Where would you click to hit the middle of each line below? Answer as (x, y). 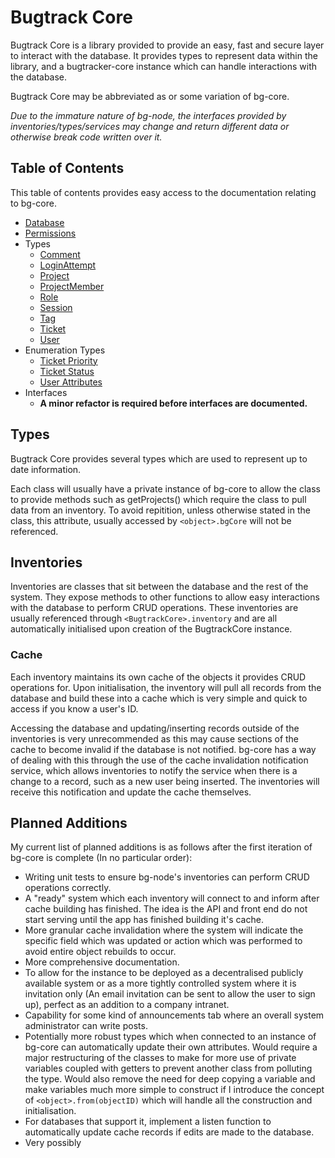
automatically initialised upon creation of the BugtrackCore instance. (151, 629)
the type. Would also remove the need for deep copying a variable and (170, 1079)
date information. (46, 469)
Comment (60, 254)
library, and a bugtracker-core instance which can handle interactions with (164, 66)
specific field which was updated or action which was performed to (163, 941)
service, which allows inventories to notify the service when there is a (154, 770)
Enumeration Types (65, 350)
